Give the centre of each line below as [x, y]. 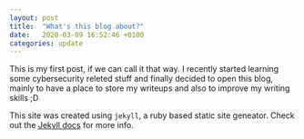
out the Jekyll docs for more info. [71, 125]
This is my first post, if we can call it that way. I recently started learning [144, 69]
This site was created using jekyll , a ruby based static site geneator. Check [152, 115]
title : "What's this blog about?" [77, 26]
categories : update [46, 43]
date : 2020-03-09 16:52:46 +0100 [77, 35]
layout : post [34, 18]
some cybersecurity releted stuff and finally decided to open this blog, [142, 79]
